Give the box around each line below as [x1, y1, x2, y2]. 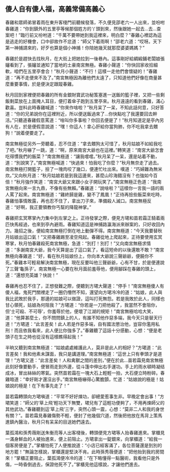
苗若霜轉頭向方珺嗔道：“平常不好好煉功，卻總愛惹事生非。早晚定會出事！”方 [5, 393, 164, 399]
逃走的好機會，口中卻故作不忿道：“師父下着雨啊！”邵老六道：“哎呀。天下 [9, 38, 162, 44]
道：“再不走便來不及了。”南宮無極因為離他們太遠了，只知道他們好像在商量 [5, 74, 158, 80]
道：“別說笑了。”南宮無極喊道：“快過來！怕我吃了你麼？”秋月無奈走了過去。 [5, 160, 162, 166]
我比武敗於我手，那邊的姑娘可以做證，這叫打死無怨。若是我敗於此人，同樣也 [5, 295, 165, 301]
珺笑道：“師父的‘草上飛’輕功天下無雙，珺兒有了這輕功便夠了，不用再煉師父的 [5, 399, 165, 405]
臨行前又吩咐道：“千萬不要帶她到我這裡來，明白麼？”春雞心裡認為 [20, 32, 158, 38]
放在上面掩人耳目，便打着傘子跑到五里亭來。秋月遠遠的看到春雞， [18, 98, 156, 104]
